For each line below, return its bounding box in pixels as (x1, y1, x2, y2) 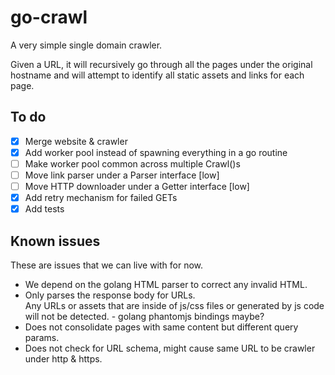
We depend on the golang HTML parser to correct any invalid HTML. (24, 279, 308, 290)
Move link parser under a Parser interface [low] (24, 169, 220, 181)
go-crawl (10, 6, 88, 29)
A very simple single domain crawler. (10, 39, 163, 51)
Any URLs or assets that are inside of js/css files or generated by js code (24, 300, 325, 311)
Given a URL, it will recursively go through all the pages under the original (10, 58, 313, 70)
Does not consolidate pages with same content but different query (24, 321, 299, 333)
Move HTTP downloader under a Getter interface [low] (24, 181, 250, 192)
